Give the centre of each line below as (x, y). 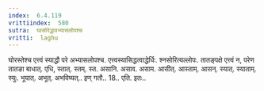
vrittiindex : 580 (38, 23)
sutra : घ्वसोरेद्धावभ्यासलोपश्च (46, 30)
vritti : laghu (33, 38)
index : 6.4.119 (35, 15)
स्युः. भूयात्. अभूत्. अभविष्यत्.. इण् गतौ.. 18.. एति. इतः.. (77, 78)
